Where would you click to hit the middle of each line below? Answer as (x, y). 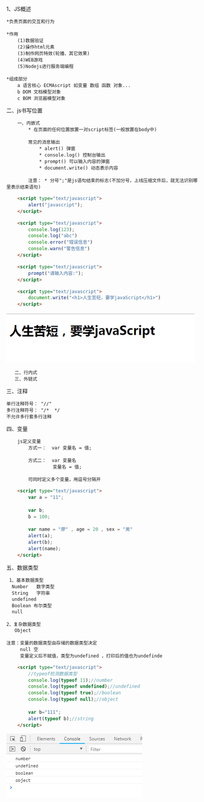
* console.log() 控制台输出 (72, 155)
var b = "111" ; (45, 712)
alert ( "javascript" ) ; (56, 205)
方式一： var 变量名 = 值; (60, 448)
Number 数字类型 (33, 587)
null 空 (29, 649)
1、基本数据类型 (26, 580)
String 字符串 (31, 593)
